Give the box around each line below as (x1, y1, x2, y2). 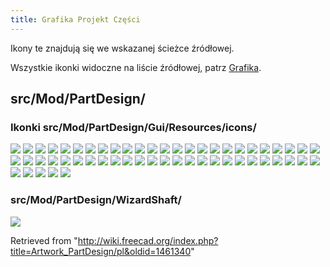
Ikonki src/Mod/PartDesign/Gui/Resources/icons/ (10, 120, 257, 134)
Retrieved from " (10, 234, 78, 246)
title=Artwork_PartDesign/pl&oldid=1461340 (10, 245, 192, 257)
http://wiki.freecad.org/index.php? (77, 234, 219, 246)
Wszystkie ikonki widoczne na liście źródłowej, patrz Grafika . (10, 61, 262, 73)
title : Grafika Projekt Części (10, 14, 141, 25)
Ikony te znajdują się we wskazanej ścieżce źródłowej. (10, 42, 235, 54)
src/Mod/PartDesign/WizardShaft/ (10, 193, 182, 207)
